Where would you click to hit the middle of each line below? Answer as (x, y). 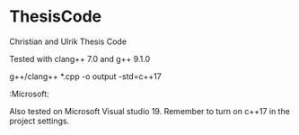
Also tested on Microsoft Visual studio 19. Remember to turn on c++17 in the (149, 111)
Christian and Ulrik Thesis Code (68, 41)
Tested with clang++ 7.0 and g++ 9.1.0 (80, 58)
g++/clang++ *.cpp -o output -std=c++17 (85, 76)
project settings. (40, 121)
